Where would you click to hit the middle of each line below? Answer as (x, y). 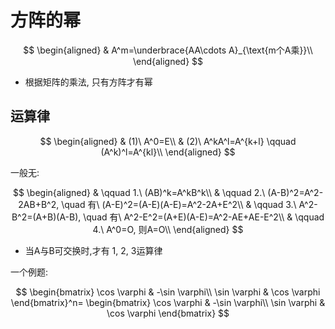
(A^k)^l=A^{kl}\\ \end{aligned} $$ (168, 152)
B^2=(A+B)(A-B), (46, 217)
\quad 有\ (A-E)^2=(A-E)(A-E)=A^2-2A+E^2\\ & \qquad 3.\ (179, 204)
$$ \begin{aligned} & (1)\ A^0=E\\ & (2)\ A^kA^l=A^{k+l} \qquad (168, 141)
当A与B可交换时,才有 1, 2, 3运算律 (93, 250)
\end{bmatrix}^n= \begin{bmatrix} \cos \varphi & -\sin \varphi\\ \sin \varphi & (168, 302)
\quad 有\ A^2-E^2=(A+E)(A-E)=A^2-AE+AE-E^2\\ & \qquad (204, 217)
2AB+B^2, (39, 204)
